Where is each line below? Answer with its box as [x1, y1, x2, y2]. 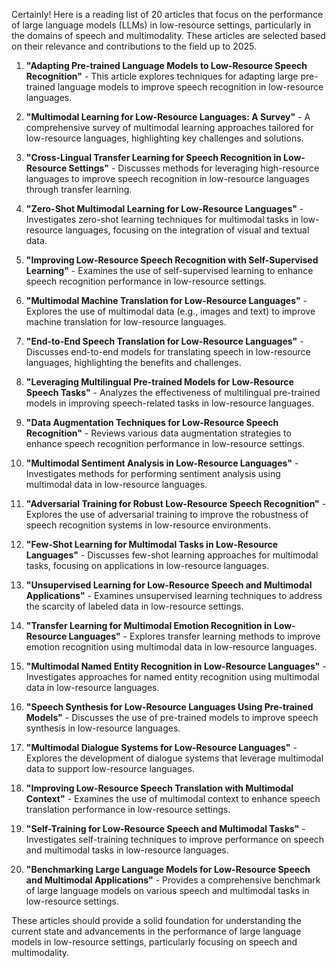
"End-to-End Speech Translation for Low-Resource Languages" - [25, 335, 304, 347]
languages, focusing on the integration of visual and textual [65, 224, 310, 236]
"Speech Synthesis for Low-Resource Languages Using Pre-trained [25, 701, 314, 713]
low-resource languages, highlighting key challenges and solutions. [25, 132, 304, 144]
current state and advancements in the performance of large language [11, 925, 302, 937]
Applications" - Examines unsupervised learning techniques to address [25, 590, 323, 601]
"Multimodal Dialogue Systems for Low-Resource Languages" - [25, 742, 298, 753]
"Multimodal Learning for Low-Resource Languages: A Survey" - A [25, 111, 311, 123]
